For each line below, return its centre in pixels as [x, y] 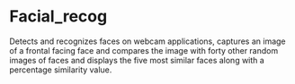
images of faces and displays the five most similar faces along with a [137, 60]
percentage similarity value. [61, 70]
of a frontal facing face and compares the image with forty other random [144, 50]
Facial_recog [58, 17]
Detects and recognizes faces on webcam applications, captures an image [147, 41]
